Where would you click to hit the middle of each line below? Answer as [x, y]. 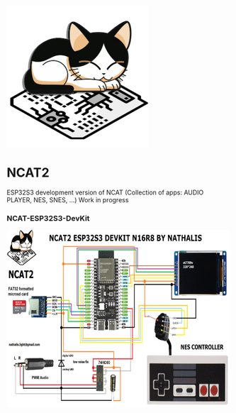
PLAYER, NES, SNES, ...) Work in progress [68, 199]
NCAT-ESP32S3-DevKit [48, 218]
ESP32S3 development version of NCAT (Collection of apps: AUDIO [105, 192]
